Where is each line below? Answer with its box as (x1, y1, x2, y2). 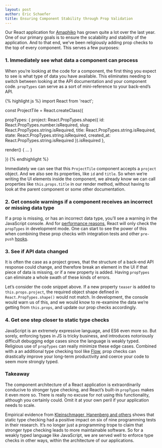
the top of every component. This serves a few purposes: (5, 45, 119, 51)
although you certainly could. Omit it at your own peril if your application (5, 397, 149, 403)
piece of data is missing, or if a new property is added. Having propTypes (5, 270, 150, 275)
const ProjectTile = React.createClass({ (5, 107, 84, 113)
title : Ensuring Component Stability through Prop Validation (5, 16, 133, 21)
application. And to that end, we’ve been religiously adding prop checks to (5, 40, 153, 46)
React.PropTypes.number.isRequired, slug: (5, 122, 90, 128)
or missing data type (5, 204, 55, 211)
